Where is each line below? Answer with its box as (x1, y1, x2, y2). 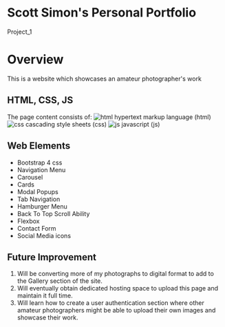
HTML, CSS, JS (7, 94, 74, 106)
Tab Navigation (17, 195, 61, 203)
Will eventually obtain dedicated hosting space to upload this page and (17, 284, 219, 293)
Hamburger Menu (17, 202, 67, 211)
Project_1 (7, 28, 32, 36)
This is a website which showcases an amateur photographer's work (7, 74, 202, 83)
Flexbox (17, 217, 40, 225)
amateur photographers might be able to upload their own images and (17, 306, 216, 315)
